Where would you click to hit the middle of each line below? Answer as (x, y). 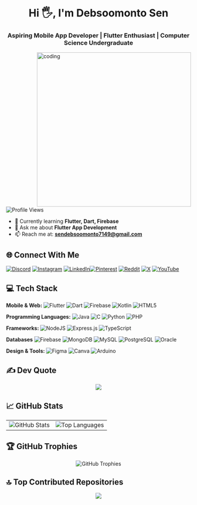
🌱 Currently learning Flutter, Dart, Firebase (67, 221)
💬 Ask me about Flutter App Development (66, 228)
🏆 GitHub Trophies (42, 447)
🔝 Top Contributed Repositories (65, 482)
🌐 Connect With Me (43, 255)
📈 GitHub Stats (35, 406)
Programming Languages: (38, 317)
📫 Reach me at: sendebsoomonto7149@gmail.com (78, 234)
